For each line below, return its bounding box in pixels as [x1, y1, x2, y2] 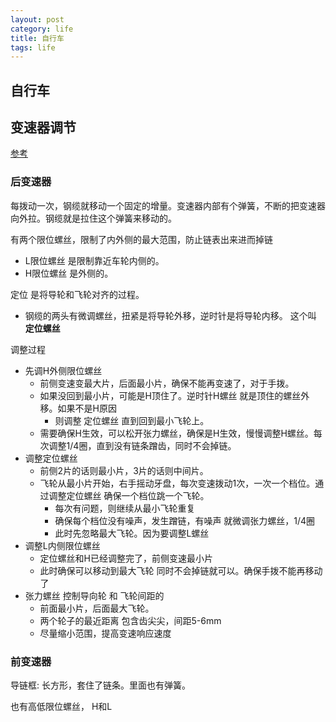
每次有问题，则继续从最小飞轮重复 [54, 502, 196, 514]
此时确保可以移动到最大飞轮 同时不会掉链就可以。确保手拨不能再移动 [39, 564, 323, 576]
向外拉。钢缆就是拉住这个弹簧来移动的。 [10, 212, 177, 224]
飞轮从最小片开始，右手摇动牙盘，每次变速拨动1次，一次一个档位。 [39, 477, 316, 489]
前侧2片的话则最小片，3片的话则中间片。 [39, 464, 209, 476]
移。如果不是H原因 [39, 402, 117, 414]
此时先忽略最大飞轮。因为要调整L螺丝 [54, 527, 210, 539]
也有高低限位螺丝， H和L [10, 701, 113, 713]
